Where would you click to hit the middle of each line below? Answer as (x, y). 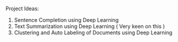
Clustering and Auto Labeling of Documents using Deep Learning (93, 33)
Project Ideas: (22, 9)
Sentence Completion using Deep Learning (66, 20)
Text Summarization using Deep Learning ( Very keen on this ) (90, 26)
